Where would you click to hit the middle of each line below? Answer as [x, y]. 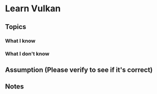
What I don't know [27, 54]
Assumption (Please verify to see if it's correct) [79, 70]
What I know [20, 41]
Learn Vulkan [33, 9]
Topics [16, 27]
